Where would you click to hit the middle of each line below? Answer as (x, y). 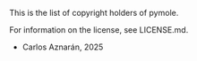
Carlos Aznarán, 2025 (63, 47)
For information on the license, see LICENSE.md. (99, 30)
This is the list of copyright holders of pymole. (94, 13)
